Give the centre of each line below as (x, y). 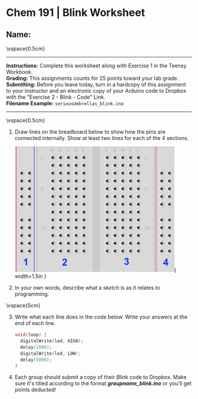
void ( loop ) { (31, 335)
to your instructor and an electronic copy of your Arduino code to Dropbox (96, 91)
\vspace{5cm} (23, 305)
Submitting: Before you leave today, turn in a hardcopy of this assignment (96, 85)
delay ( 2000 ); (36, 347)
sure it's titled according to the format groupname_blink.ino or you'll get (103, 384)
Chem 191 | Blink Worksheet (76, 13)
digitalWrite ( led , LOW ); (51, 353)
